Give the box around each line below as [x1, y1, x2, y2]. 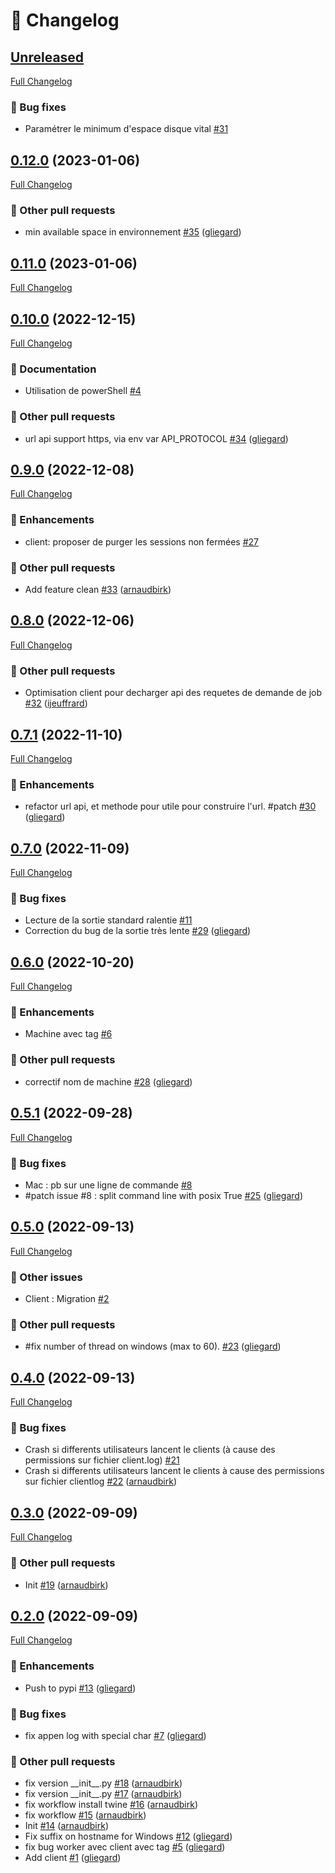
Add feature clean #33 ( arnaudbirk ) [24, 584, 172, 596]
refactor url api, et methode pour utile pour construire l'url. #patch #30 [24, 800, 317, 813]
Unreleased [10, 49, 85, 66]
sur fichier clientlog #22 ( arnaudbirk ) [24, 1475, 177, 1488]
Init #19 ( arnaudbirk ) [24, 1579, 109, 1591]
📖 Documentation [10, 362, 97, 376]
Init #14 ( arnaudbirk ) [24, 1820, 109, 1832]
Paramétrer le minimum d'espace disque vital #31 [24, 123, 229, 135]
